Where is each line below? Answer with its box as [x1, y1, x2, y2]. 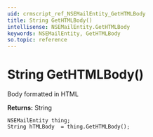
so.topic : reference [7, 37, 68, 44]
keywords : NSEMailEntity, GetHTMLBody [7, 30, 121, 37]
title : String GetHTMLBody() [7, 17, 93, 24]
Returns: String [7, 103, 53, 112]
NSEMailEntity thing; [7, 117, 71, 124]
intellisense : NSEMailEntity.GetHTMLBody [7, 23, 131, 30]
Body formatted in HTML [7, 90, 79, 98]
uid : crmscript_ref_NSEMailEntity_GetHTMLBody [7, 10, 146, 18]
